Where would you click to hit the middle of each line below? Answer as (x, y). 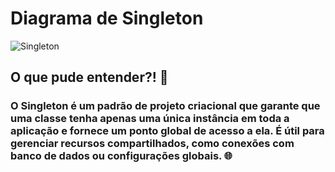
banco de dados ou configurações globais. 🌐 (121, 156)
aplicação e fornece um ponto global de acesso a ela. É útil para (167, 131)
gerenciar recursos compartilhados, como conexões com (152, 144)
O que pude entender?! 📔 (89, 77)
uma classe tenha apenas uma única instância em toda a (150, 119)
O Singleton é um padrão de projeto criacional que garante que (165, 106)
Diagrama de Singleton (107, 18)
